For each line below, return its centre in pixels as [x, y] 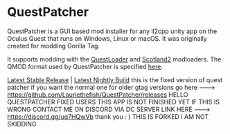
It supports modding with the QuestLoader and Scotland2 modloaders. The [114, 59]
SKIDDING [22, 124]
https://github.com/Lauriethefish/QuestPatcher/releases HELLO [98, 95]
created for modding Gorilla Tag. [54, 46]
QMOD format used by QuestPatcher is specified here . [85, 66]
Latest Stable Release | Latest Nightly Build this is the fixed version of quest [115, 79]
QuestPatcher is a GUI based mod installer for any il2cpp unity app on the [112, 31]
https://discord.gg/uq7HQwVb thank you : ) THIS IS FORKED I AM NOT [108, 116]
